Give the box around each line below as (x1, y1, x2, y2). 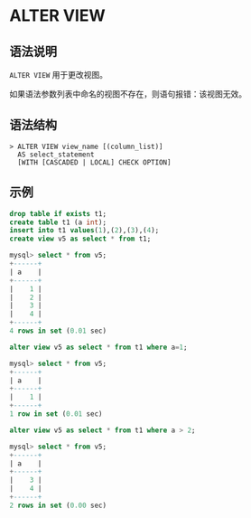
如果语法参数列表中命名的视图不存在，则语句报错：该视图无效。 (9, 89, 246, 99)
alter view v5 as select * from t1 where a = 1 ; (9, 343, 188, 352)
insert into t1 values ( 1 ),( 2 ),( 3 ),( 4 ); (9, 226, 160, 235)
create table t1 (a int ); (9, 218, 107, 227)
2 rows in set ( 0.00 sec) (9, 501, 107, 510)
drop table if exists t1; (9, 209, 107, 218)
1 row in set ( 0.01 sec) (9, 410, 103, 419)
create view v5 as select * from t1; (9, 234, 152, 244)
